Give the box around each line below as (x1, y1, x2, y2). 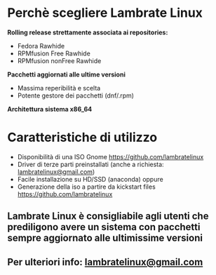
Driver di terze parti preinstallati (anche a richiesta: (17, 160, 164, 168)
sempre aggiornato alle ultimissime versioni (7, 232, 203, 244)
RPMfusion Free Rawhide (17, 49, 91, 58)
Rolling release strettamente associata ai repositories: (7, 28, 168, 36)
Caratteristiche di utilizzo (7, 130, 158, 145)
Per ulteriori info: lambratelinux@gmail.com (7, 256, 203, 268)
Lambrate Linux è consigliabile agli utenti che (7, 210, 209, 222)
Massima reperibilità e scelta (17, 83, 101, 92)
